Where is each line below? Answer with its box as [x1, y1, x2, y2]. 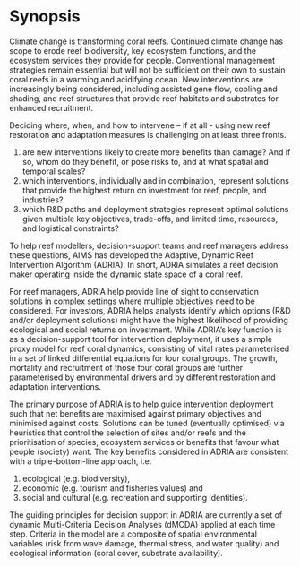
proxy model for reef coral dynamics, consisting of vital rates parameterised [9, 343, 290, 354]
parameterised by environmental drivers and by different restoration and [9, 372, 276, 382]
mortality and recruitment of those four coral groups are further [9, 362, 244, 373]
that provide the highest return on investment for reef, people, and [21, 185, 267, 195]
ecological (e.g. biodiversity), [21, 473, 131, 484]
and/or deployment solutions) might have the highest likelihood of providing [9, 314, 288, 325]
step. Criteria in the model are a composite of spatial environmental [9, 528, 258, 539]
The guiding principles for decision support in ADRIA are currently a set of [9, 509, 283, 520]
